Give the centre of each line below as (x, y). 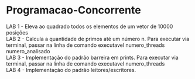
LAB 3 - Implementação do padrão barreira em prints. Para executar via (92, 57)
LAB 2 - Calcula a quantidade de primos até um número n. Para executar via (98, 39)
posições (17, 32)
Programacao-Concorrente (74, 10)
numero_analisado (28, 51)
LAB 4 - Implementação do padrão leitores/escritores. (71, 70)
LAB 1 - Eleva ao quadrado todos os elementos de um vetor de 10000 (90, 26)
